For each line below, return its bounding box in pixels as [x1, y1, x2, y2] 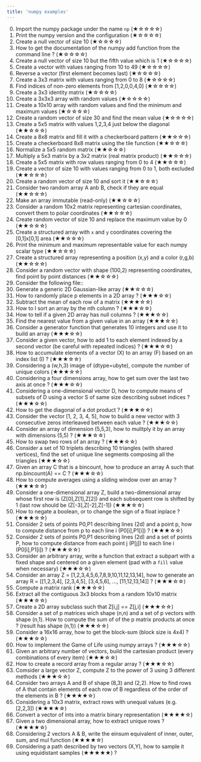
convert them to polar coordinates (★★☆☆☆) [15, 209, 132, 216]
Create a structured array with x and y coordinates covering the [15, 228, 172, 235]
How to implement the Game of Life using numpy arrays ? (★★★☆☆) [15, 641, 190, 648]
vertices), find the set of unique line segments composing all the [15, 451, 174, 458]
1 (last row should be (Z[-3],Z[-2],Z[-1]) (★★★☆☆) [15, 501, 145, 509]
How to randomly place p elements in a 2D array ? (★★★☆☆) [15, 292, 172, 299]
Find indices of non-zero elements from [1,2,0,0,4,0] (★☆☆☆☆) [15, 82, 177, 90]
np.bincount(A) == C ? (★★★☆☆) [15, 470, 103, 477]
